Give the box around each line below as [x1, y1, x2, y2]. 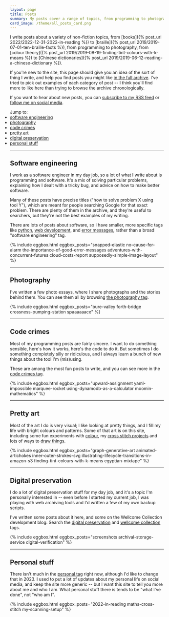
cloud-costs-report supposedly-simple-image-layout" [49, 252, 158, 258]
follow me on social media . [10, 100, 64, 105]
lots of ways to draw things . [10, 438, 66, 444]
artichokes [10, 452, 31, 458]
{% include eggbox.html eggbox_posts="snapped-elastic [10, 242, 126, 248]
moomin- [135, 385, 153, 391]
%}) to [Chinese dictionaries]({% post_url [24, 55, 108, 61]
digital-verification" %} [26, 539, 72, 545]
